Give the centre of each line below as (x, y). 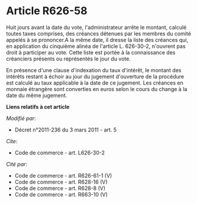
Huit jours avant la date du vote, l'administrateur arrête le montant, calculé (96, 27)
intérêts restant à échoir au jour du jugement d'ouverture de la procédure (95, 76)
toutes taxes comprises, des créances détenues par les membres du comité (98, 33)
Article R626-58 (47, 11)
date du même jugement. (37, 95)
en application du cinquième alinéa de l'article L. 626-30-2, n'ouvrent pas (96, 46)
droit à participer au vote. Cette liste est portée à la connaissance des (91, 52)
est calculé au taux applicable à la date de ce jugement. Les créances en (95, 83)
